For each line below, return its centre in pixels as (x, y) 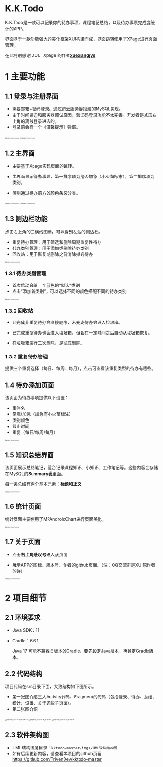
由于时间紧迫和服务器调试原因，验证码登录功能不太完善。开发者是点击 (82, 115)
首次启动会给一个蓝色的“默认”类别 (46, 285)
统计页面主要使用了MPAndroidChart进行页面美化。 (56, 519)
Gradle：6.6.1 (25, 641)
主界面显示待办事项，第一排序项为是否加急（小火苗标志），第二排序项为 (83, 176)
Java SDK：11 (26, 630)
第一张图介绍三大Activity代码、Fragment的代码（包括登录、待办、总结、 (84, 696)
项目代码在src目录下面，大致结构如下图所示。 (51, 686)
